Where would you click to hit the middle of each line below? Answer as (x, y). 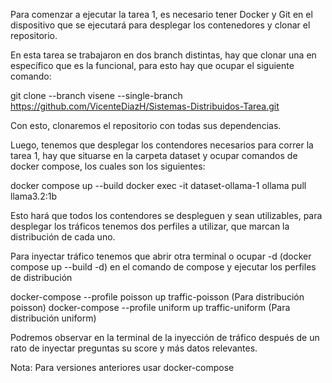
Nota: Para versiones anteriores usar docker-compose (122, 367)
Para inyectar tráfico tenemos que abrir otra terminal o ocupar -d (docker (161, 256)
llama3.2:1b (33, 196)
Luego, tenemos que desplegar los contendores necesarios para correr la (162, 145)
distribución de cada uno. (63, 237)
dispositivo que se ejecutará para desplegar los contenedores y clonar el (160, 25)
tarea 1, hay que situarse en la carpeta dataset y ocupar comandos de (154, 155)
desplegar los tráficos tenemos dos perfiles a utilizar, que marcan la (150, 226)
